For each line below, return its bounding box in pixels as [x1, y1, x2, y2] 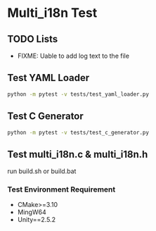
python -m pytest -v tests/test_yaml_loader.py [7, 90, 150, 98]
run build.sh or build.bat [7, 167, 77, 175]
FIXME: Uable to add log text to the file [17, 51, 130, 60]
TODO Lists [7, 33, 58, 45]
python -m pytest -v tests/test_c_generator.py [7, 129, 150, 136]
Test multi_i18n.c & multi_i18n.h [7, 148, 148, 160]
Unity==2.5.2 [17, 216, 56, 224]
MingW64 [17, 208, 47, 216]
